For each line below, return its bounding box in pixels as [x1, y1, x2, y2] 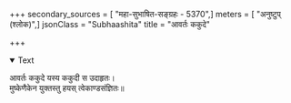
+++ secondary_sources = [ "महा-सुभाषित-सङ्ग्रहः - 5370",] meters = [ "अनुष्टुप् [9, 9, 282, 19]
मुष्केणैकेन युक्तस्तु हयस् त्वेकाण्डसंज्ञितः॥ [9, 83, 125, 93]
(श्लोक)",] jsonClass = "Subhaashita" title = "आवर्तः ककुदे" [9, 19, 211, 29]
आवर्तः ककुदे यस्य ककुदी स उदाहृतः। [9, 73, 115, 83]
